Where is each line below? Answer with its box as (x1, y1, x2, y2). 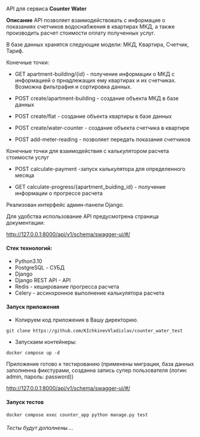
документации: (6, 219, 45, 226)
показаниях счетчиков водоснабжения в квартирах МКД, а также (6, 23, 175, 30)
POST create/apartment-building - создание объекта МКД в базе (14, 95, 179, 102)
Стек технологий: (6, 245, 53, 252)
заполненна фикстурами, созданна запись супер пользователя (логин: (6, 367, 188, 374)
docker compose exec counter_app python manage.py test (6, 412, 148, 418)
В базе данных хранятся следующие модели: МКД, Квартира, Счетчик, (6, 41, 189, 48)
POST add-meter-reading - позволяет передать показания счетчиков (14, 136, 191, 143)
